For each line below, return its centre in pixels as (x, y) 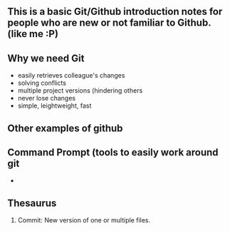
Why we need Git (46, 58)
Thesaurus (32, 203)
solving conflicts (42, 83)
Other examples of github (65, 128)
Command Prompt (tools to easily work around (113, 152)
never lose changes (47, 98)
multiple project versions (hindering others (80, 91)
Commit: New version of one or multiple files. (84, 220)
